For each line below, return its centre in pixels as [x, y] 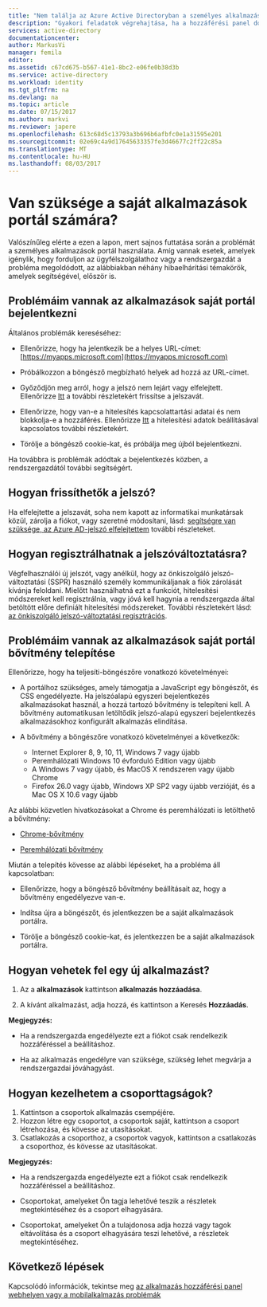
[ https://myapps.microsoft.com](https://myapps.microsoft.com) [124, 356]
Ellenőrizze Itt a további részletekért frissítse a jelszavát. [112, 396]
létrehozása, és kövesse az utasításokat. [86, 1129]
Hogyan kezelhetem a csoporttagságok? [110, 1093]
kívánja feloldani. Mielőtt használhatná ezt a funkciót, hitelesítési [113, 590]
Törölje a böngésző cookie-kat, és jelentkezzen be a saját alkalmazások [137, 936]
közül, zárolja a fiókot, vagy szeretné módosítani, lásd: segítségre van [122, 520]
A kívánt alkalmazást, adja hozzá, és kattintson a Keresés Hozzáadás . [134, 1005]
